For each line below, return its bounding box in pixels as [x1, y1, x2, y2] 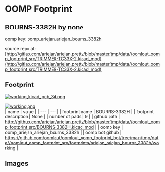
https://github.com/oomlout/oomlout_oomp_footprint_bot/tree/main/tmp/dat [5, 134, 159, 141]
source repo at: [5, 46, 36, 51]
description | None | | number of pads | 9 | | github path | [5, 114, 120, 119]
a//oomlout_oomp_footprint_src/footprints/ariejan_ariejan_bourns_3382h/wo [5, 140, 159, 145]
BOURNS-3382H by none [5, 23, 84, 31]
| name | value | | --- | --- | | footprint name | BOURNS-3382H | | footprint [5, 108, 154, 114]
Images [5, 159, 28, 168]
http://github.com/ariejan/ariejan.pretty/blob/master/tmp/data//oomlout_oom [5, 119, 160, 125]
